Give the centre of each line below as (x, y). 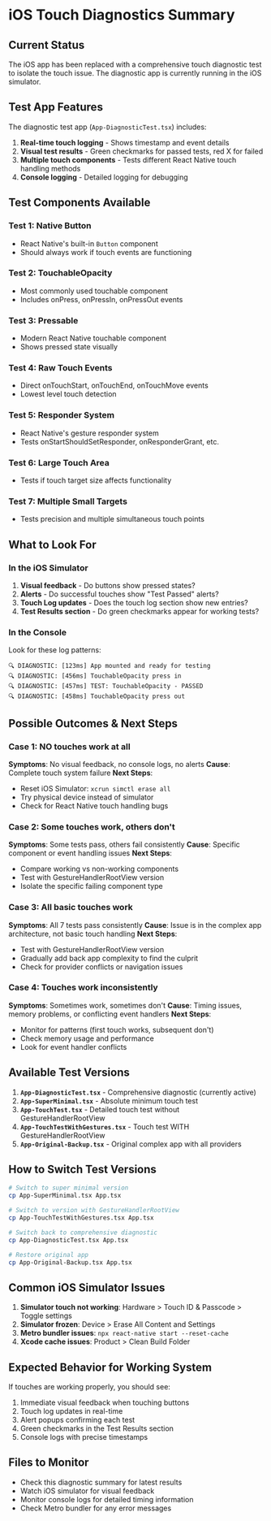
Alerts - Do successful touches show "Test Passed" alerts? (119, 594)
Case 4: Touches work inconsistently (83, 987)
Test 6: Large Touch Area (59, 462)
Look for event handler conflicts (73, 1046)
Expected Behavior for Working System (110, 1367)
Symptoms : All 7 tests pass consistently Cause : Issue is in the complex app (135, 925)
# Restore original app (49, 1254)
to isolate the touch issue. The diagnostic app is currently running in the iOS (135, 73)
